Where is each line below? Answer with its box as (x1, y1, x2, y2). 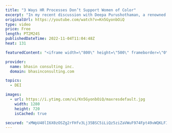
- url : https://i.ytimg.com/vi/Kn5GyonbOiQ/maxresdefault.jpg (10, 97, 145, 102)
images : (5, 92, 22, 97)
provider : (5, 59, 27, 64)
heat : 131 (5, 41, 27, 46)
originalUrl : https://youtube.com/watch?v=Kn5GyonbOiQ (5, 17, 125, 22)
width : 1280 (14, 101, 40, 106)
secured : (5, 120, 24, 125)
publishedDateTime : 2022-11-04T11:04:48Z (5, 36, 95, 41)
